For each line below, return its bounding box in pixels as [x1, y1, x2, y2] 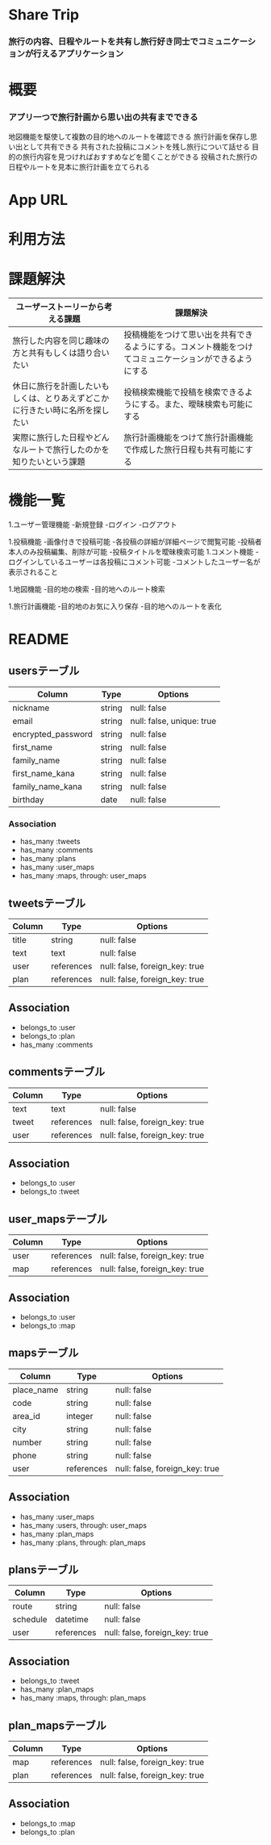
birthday [12, 793, 44, 805]
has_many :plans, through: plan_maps [19, 1537, 147, 1547]
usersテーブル [8, 664, 80, 678]
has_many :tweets [19, 837, 81, 847]
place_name [12, 1384, 59, 1395]
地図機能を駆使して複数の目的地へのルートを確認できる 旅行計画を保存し [8, 132, 251, 141]
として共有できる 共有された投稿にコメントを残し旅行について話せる [22, 141, 250, 151]
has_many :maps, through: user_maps [19, 871, 147, 881]
